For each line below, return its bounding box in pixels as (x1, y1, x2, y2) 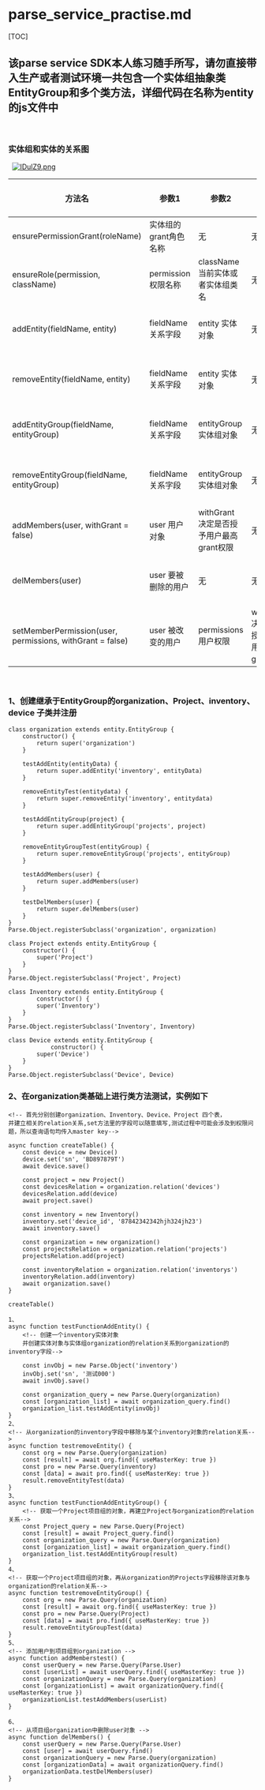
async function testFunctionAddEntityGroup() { (8, 1499, 168, 1507)
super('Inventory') (36, 1002, 101, 1010)
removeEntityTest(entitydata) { (22, 788, 129, 796)
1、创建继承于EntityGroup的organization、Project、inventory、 (8, 695, 255, 706)
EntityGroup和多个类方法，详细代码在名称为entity (8, 86, 254, 99)
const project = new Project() (22, 1176, 125, 1184)
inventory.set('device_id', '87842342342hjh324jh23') (22, 1218, 203, 1225)
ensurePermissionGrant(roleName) (12, 231, 142, 242)
